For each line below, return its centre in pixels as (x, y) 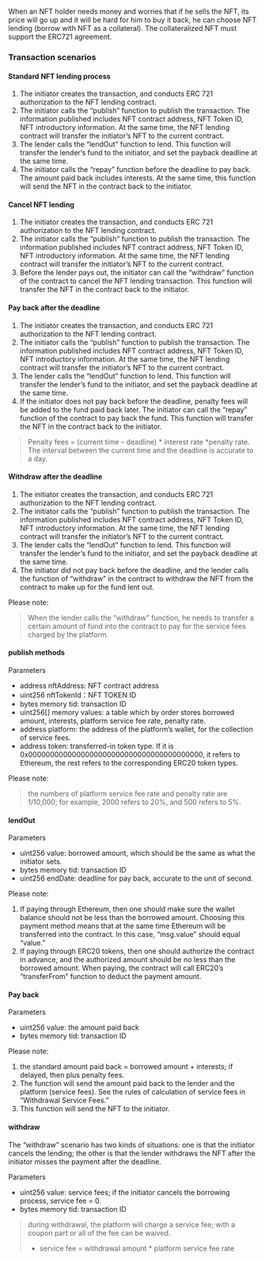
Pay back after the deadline (54, 308)
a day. (38, 458)
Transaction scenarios (52, 57)
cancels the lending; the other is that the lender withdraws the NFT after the (132, 1153)
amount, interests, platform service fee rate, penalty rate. (113, 720)
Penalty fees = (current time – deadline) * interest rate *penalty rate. (139, 441)
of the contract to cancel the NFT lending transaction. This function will (136, 281)
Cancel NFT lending (42, 204)
